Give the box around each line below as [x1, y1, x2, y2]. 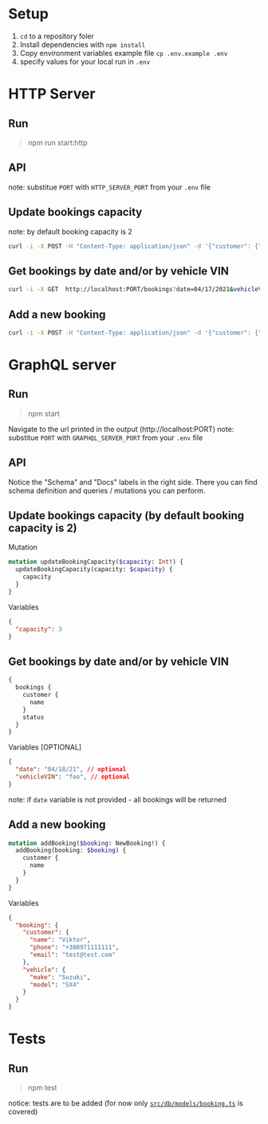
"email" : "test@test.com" [29, 951, 116, 959]
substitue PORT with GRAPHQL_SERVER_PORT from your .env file [8, 433, 203, 442]
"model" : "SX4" [29, 981, 81, 989]
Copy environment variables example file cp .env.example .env [19, 48, 228, 58]
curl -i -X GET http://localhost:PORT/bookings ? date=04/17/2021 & [8, 286, 234, 294]
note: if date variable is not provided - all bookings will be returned [8, 794, 227, 804]
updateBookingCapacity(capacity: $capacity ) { [15, 566, 173, 574]
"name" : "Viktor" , [29, 936, 91, 944]
